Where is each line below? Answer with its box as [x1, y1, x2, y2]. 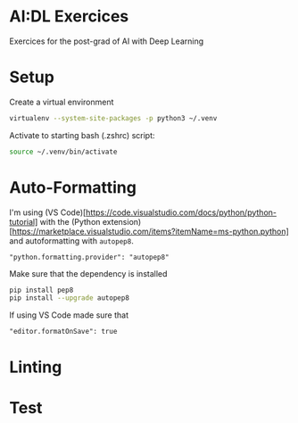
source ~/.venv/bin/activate [9, 147, 118, 156]
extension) [102, 216, 142, 227]
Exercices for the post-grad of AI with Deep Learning [9, 36, 204, 46]
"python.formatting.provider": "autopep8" [9, 253, 170, 261]
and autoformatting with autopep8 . [9, 235, 134, 246]
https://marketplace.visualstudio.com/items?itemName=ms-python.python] [12, 226, 290, 236]
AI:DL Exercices [9, 6, 129, 27]
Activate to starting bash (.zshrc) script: [9, 129, 155, 140]
